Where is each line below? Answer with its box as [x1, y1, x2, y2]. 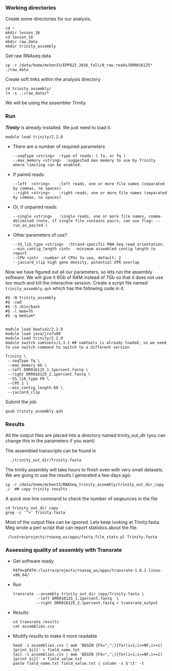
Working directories [5, 4, 56, 11]
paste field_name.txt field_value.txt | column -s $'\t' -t [12, 661, 144, 666]
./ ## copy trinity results [5, 486, 68, 491]
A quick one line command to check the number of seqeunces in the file [5, 496, 158, 502]
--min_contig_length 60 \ [7, 385, 63, 390]
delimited [12, 218, 34, 223]
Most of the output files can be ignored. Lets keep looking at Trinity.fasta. [5, 519, 161, 525]
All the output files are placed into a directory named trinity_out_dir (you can [5, 432, 166, 438]
